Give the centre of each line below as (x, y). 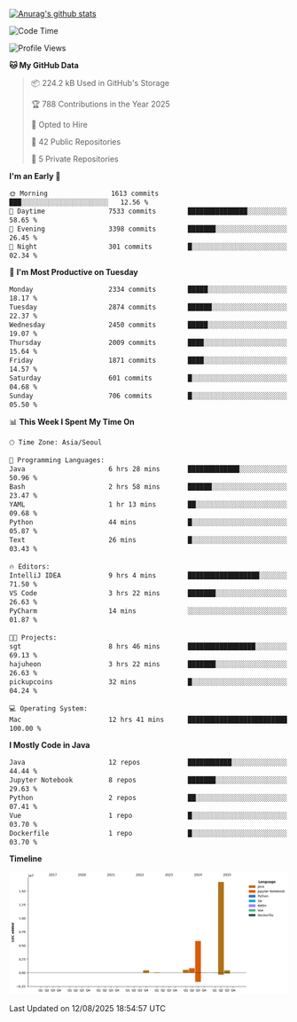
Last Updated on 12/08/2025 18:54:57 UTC (87, 1008)
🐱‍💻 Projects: (33, 638)
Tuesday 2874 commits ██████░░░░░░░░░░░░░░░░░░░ (148, 307)
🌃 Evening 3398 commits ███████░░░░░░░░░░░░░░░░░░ (148, 229)
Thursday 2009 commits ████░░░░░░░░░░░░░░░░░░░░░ (148, 342)
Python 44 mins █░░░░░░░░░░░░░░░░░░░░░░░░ (148, 523)
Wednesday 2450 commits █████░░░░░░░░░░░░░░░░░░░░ (148, 325)
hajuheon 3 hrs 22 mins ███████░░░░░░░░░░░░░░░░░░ (148, 664)
